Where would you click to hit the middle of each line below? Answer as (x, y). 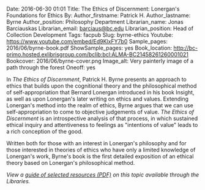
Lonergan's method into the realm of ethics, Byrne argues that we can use (100, 105)
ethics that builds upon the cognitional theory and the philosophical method (102, 86)
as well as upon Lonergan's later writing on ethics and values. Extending (97, 99)
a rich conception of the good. (45, 131)
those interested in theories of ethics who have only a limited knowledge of (101, 150)
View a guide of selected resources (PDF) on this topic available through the (103, 175)
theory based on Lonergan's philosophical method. (71, 163)
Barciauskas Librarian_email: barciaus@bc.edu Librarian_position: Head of (100, 28)
